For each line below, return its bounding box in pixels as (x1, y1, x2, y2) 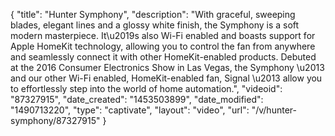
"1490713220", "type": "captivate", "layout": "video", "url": (10, 104, 250, 116)
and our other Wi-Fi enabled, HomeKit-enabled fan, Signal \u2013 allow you (10, 72, 323, 84)
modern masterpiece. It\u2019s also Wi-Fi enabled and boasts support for (10, 30, 316, 41)
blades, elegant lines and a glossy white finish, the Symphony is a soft (10, 19, 300, 31)
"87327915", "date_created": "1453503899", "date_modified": (10, 94, 264, 105)
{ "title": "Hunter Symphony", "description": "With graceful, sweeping (10, 9, 296, 20)
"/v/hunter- (251, 104, 297, 116)
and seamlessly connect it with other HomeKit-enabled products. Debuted (10, 51, 317, 63)
